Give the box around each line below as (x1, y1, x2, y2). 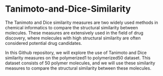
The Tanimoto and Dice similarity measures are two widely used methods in (5, 19, 159, 25)
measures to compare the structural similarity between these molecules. (5, 65, 151, 71)
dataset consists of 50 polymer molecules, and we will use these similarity (5, 60, 156, 66)
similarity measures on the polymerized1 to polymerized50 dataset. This (5, 55, 151, 60)
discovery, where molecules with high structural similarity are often (5, 35, 141, 41)
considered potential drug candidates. (5, 40, 82, 46)
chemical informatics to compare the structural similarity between (5, 24, 138, 30)
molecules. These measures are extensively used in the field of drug (5, 30, 144, 36)
